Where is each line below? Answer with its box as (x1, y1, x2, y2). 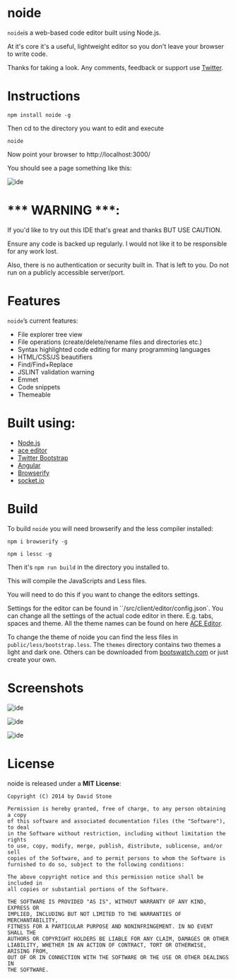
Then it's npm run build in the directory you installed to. (7, 563, 170, 571)
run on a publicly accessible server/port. (7, 268, 125, 277)
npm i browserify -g (7, 538, 69, 545)
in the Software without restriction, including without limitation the (7, 830, 226, 837)
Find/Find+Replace (17, 360, 73, 369)
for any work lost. (7, 246, 59, 256)
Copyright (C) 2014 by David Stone (7, 793, 112, 800)
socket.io (17, 476, 45, 484)
